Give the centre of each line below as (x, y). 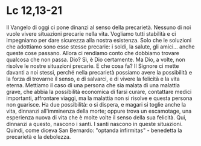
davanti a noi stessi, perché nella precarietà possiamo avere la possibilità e (99, 72)
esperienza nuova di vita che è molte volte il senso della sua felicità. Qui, (97, 117)
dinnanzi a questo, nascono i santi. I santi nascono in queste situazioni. (94, 124)
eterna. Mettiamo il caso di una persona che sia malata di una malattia (93, 85)
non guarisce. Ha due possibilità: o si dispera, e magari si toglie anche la (96, 104)
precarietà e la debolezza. (39, 136)
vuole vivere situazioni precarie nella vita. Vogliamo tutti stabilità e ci (91, 33)
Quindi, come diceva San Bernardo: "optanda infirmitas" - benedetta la (94, 130)
